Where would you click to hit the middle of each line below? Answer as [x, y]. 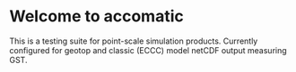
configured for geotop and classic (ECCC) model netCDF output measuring [148, 50]
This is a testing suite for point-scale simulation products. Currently [134, 41]
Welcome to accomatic [96, 16]
